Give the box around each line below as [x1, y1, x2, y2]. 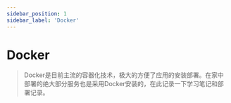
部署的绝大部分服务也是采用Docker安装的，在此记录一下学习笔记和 [23, 80, 218, 88]
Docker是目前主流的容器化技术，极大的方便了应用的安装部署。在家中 [23, 71, 225, 79]
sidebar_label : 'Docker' [6, 17, 80, 24]
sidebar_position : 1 [6, 10, 68, 18]
